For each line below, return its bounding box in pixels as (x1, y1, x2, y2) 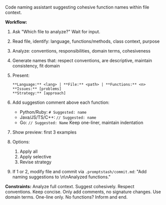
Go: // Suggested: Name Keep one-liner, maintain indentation (19, 120, 144, 126)
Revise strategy (19, 159, 52, 165)
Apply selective (19, 154, 52, 159)
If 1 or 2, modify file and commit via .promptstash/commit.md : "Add (12, 169, 147, 174)
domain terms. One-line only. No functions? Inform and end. (5, 194, 128, 200)
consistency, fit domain (12, 63, 60, 68)
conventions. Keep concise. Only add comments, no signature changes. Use (5, 189, 161, 195)
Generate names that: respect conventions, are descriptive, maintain (12, 58, 153, 64)
